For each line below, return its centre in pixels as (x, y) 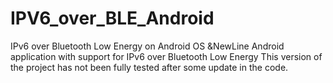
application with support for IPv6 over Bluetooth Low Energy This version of (166, 56)
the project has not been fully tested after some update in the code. (149, 67)
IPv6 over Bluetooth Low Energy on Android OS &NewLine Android (147, 46)
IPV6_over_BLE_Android (112, 18)
